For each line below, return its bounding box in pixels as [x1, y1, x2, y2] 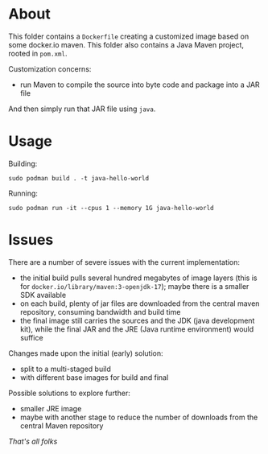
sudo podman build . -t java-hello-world [8, 174, 150, 182]
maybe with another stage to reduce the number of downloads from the [19, 412, 258, 422]
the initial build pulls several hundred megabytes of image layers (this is [19, 273, 258, 283]
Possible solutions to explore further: [8, 388, 130, 398]
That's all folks [8, 436, 58, 446]
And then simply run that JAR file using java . [8, 104, 156, 113]
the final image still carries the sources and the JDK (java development [19, 316, 255, 325]
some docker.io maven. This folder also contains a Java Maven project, [8, 39, 244, 49]
